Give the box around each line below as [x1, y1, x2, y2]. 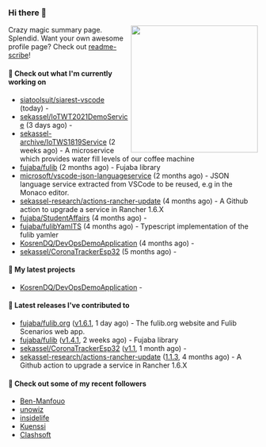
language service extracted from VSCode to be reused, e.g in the [19, 179, 233, 189]
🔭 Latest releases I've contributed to [8, 301, 130, 310]
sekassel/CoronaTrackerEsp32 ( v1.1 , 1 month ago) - [19, 343, 188, 353]
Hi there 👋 [8, 7, 47, 18]
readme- [88, 42, 117, 52]
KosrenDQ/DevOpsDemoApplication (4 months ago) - [19, 238, 195, 248]
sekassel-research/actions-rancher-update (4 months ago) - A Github [19, 196, 249, 206]
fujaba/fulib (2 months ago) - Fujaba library [19, 162, 161, 171]
